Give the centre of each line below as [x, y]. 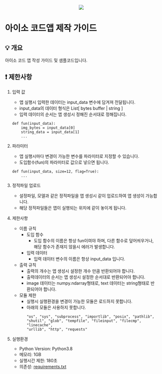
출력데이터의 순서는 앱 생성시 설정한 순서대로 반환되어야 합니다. [86, 277]
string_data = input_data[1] [50, 132]
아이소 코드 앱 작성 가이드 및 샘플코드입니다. [46, 60]
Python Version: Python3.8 [46, 348]
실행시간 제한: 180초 [38, 360]
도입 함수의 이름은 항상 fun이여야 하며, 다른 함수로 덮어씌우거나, [94, 240]
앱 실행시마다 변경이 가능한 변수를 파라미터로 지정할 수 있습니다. [79, 156]
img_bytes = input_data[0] [48, 128]
